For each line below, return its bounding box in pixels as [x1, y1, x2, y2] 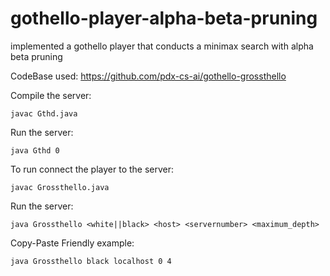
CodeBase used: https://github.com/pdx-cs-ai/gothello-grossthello [10, 70, 287, 82]
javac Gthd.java [10, 108, 78, 119]
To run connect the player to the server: [10, 163, 175, 175]
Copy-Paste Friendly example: [10, 237, 135, 249]
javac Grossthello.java [10, 182, 110, 192]
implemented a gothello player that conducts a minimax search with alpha [10, 40, 314, 52]
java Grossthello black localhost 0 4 [10, 256, 172, 266]
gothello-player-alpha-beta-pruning [10, 7, 318, 30]
